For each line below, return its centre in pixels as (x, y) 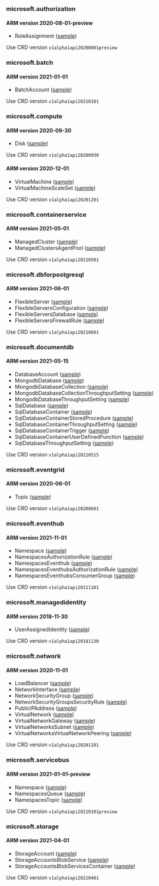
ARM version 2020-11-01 (37, 670)
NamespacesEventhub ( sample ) (53, 563)
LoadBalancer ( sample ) (43, 683)
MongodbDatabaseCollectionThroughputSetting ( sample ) (84, 393)
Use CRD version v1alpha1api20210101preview (62, 811)
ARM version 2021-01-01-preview (48, 774)
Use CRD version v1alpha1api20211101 (52, 587)
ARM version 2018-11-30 (37, 616)
